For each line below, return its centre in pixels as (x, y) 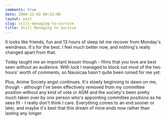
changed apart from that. (31, 53)
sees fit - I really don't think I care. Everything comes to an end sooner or (80, 103)
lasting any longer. (24, 113)
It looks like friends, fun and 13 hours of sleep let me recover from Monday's (83, 42)
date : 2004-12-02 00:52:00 (33, 14)
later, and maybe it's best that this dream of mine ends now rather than (78, 108)
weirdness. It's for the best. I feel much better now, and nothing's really (78, 47)
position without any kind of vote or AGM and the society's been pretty (78, 92)
